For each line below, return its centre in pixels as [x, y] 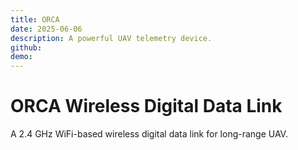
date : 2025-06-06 [46, 29]
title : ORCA [35, 19]
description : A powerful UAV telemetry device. [111, 38]
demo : [21, 57]
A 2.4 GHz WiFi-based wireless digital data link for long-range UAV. [149, 134]
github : [26, 47]
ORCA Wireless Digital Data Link [146, 106]
